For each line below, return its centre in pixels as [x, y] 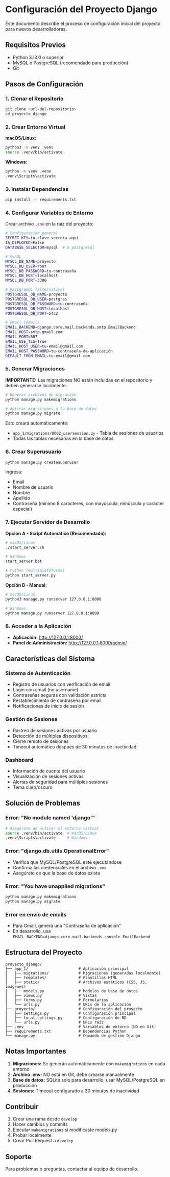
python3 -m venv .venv [29, 147]
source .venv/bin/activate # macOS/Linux [51, 833]
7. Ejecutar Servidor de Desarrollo [48, 522]
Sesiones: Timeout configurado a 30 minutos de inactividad [76, 1091]
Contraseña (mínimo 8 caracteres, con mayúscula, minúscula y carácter [88, 504]
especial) [22, 509]
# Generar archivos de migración [41, 395]
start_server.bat [24, 561]
